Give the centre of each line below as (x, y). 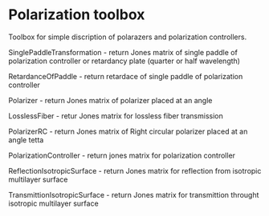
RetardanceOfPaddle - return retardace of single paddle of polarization (126, 76)
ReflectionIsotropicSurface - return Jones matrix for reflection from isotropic (135, 170)
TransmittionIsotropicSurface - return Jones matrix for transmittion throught (134, 194)
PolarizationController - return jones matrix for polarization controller (122, 155)
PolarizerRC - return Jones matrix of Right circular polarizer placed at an (128, 131)
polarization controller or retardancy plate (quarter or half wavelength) (124, 61)
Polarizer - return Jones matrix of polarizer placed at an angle (110, 100)
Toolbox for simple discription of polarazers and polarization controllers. (128, 37)
